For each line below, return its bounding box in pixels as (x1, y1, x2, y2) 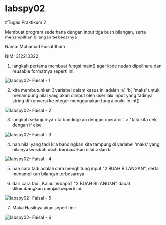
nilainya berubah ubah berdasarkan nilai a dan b (12, 146, 111, 152)
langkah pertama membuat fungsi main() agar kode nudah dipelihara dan (12, 63, 162, 69)
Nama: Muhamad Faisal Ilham (5, 43, 65, 49)
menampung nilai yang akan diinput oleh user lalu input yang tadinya (12, 92, 153, 98)
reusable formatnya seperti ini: (12, 68, 75, 74)
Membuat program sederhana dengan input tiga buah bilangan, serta (5, 29, 146, 35)
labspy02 (5, 3, 45, 14)
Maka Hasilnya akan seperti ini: (12, 204, 76, 210)
